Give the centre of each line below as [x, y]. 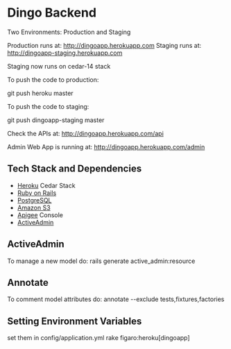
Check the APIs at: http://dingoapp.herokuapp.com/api [86, 133]
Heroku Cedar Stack [46, 185]
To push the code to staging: [48, 106]
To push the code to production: [53, 79]
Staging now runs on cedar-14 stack [59, 66]
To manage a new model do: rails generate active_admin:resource [101, 261]
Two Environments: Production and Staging [69, 32]
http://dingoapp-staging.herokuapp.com [65, 53]
